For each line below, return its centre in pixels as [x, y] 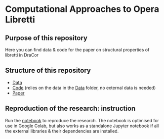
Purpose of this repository [46, 38]
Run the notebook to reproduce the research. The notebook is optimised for [82, 120]
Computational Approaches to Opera [82, 9]
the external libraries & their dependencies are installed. [62, 131]
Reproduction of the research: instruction [70, 109]
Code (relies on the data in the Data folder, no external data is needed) [84, 88]
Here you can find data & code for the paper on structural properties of [77, 50]
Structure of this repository [48, 70]
